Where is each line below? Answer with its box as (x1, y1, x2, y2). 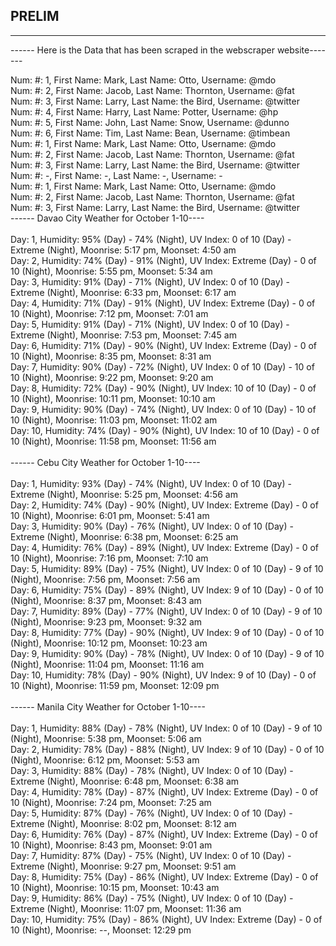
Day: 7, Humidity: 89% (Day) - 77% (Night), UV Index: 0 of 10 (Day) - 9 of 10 (10, 605, 323, 617)
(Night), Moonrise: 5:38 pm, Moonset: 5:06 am (10, 732, 202, 744)
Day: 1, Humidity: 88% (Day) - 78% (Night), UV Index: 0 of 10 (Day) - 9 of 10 (10, 722, 323, 734)
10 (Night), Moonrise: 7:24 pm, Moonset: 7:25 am (10, 796, 212, 808)
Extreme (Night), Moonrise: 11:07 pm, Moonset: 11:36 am (10, 902, 242, 914)
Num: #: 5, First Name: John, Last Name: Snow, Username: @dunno (10, 116, 290, 128)
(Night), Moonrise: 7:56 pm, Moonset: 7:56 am (10, 573, 201, 585)
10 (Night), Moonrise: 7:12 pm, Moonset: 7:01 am (10, 307, 209, 319)
